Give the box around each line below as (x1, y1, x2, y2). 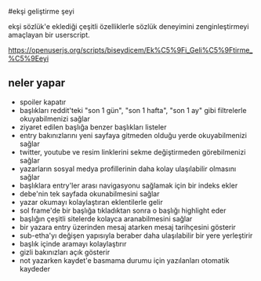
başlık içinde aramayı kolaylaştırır (19, 239, 127, 248)
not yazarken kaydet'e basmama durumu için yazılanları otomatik (19, 255, 230, 265)
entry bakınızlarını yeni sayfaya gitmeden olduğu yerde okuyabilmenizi (19, 130, 247, 140)
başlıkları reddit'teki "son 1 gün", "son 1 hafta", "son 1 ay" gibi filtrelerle (19, 105, 247, 115)
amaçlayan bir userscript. (8, 31, 90, 39)
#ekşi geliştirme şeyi (8, 7, 74, 16)
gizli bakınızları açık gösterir (19, 247, 111, 257)
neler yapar (8, 76, 66, 89)
